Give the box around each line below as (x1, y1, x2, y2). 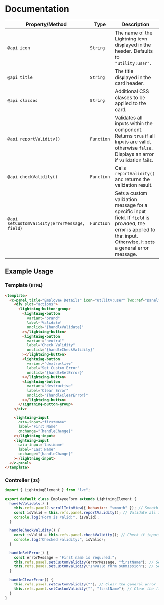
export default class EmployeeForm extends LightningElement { (5, 497, 137, 502)
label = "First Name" (18, 424, 58, 429)
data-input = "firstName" (18, 420, 67, 425)
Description (122, 21, 150, 28)
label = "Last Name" (18, 447, 56, 452)
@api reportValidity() (7, 136, 60, 141)
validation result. (114, 181, 153, 188)
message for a (114, 202, 148, 208)
